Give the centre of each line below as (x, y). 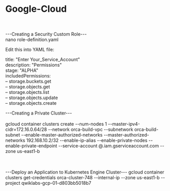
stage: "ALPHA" (22, 70)
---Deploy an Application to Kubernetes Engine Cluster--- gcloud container (85, 172)
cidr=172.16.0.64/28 (26, 129)
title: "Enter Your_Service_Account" (43, 59)
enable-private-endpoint (31, 146)
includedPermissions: (28, 75)
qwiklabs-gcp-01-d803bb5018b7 (56, 183)
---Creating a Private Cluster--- (39, 113)
